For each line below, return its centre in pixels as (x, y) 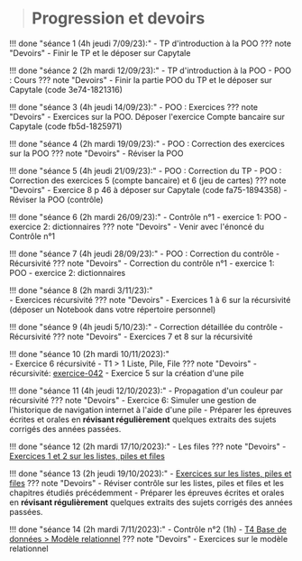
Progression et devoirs (118, 18)
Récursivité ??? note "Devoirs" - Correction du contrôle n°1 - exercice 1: (142, 263)
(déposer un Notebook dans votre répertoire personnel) (113, 309)
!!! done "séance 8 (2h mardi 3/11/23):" (81, 290)
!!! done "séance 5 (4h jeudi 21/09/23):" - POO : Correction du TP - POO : (146, 170)
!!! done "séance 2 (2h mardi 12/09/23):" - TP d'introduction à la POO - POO (150, 70)
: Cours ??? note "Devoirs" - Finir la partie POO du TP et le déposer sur (141, 79)
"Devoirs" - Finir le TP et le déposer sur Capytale (100, 52)
